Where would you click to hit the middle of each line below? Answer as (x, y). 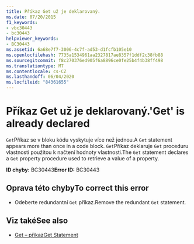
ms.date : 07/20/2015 (31, 17)
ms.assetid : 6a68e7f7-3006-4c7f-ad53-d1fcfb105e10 (69, 50)
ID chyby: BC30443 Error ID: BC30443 (53, 170)
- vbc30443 (19, 28)
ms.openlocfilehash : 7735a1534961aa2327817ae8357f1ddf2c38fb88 (85, 55)
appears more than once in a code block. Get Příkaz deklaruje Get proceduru (97, 146)
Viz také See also (37, 221)
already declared (48, 124)
